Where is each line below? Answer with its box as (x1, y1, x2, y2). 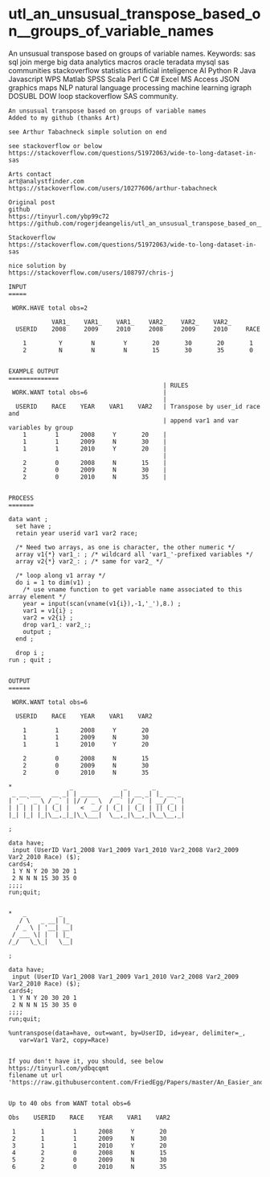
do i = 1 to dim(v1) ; (15, 578, 92, 586)
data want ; (8, 515, 48, 523)
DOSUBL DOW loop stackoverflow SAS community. (8, 91, 178, 101)
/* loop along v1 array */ (15, 571, 106, 579)
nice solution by (8, 261, 67, 270)
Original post (8, 198, 56, 206)
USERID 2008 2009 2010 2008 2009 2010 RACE (15, 325, 261, 333)
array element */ (8, 592, 67, 600)
